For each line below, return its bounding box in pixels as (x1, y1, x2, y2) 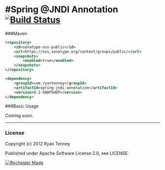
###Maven (5, 30, 27, 36)
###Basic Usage (5, 103, 39, 109)
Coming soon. (5, 113, 33, 119)
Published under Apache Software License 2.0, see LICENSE (5, 150, 128, 156)
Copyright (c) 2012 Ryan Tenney (5, 141, 70, 146)
